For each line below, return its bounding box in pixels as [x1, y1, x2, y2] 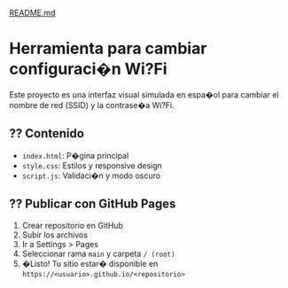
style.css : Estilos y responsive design [21, 160, 162, 171]
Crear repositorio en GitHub [21, 220, 124, 230]
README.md [9, 8, 56, 18]
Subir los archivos [21, 230, 89, 240]
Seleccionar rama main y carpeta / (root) [21, 248, 175, 259]
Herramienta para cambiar [9, 39, 207, 58]
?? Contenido [9, 126, 84, 141]
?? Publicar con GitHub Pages [9, 197, 176, 212]
